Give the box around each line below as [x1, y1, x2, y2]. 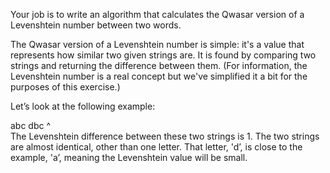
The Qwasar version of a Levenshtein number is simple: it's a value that [10, 39, 305, 50]
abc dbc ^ [10, 120, 52, 131]
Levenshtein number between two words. [10, 19, 182, 31]
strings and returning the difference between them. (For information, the [10, 60, 308, 71]
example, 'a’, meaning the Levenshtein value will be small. [10, 152, 248, 163]
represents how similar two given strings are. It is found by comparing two [10, 49, 317, 61]
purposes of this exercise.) [10, 81, 121, 93]
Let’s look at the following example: [10, 100, 156, 112]
